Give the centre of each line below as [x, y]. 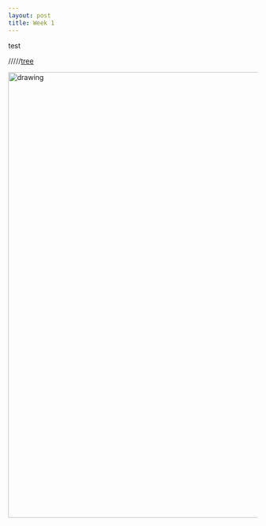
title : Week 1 [32, 23]
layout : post [30, 15]
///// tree [21, 61]
